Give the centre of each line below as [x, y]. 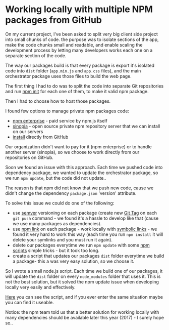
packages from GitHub [53, 20]
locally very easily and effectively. [40, 287]
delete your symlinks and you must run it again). [62, 239]
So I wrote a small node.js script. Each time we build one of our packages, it [84, 271]
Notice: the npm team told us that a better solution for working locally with [82, 312]
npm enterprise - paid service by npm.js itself [60, 120]
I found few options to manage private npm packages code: [67, 111]
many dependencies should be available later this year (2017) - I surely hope [84, 317]
